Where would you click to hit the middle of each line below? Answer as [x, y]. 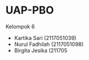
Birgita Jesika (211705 [41, 50]
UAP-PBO [30, 10]
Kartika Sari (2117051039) [45, 38]
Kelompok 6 [20, 26]
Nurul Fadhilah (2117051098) [49, 44]
